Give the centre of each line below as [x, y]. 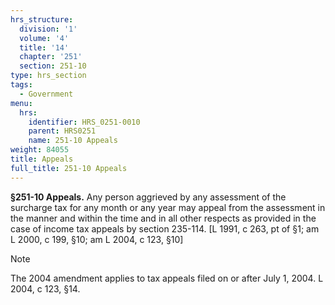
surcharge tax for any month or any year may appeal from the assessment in [168, 207]
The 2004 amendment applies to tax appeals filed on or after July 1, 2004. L [167, 278]
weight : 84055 [40, 150]
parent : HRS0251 [62, 131]
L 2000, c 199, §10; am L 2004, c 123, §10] [97, 239]
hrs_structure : [42, 19]
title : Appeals [42, 159]
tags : [21, 85]
